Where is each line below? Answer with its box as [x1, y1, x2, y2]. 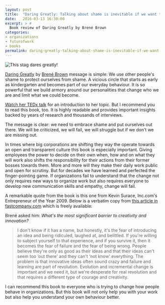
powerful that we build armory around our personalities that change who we [5, 87, 159, 93]
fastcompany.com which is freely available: [5, 203, 92, 209]
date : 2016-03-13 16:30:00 [5, 16, 65, 21]
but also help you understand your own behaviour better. [5, 294, 120, 300]
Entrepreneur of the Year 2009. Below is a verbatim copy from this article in [5, 198, 158, 203]
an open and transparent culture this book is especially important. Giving [5, 147, 152, 152]
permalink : [5, 48, 27, 53]
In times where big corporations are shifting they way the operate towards [5, 141, 155, 147]
